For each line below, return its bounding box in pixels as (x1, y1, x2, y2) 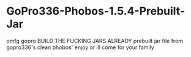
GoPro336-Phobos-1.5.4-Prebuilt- (6, 4, 185, 18)
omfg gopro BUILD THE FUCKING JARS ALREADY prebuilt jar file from (6, 37, 184, 44)
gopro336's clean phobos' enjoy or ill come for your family (6, 44, 154, 51)
